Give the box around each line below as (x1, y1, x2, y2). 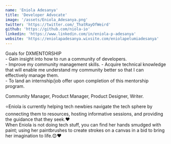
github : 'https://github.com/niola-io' (5, 27, 91, 32)
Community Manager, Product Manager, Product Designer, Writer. (5, 93, 144, 99)
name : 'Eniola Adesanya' (5, 7, 58, 13)
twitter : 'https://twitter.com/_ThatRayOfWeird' (5, 22, 111, 27)
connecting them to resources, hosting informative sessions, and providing (5, 111, 163, 117)
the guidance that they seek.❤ (5, 116, 70, 122)
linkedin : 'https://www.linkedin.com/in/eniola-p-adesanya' (5, 31, 137, 37)
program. (5, 83, 25, 89)
